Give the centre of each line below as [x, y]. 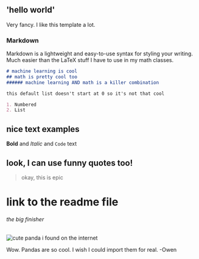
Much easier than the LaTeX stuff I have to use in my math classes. [90, 60]
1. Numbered [21, 105]
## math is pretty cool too [42, 77]
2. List [16, 110]
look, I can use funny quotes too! [70, 163]
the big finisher [25, 219]
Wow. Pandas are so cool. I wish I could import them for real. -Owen [92, 250]
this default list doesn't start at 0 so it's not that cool [86, 94]
